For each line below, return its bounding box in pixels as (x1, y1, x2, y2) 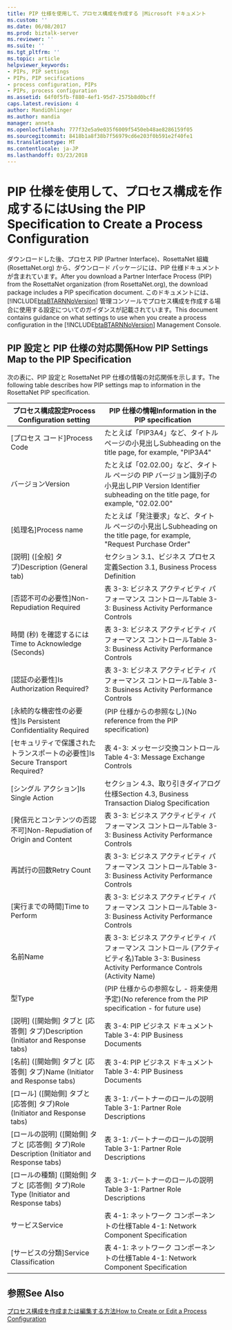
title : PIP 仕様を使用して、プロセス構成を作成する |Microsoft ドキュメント (7, 10, 206, 17)
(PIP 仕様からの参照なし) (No (104, 707, 197, 716)
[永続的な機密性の (10, 706, 69, 716)
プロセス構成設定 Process (12, 406, 96, 416)
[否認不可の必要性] (10, 593, 72, 603)
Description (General (20, 562, 88, 571)
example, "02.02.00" (104, 498, 173, 508)
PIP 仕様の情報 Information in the (109, 406, 217, 416)
